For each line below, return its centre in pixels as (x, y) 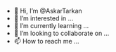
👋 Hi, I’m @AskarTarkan (48, 11)
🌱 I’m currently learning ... (51, 26)
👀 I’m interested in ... (44, 18)
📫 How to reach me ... (46, 41)
